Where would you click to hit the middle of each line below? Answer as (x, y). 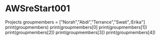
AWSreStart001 (38, 9)
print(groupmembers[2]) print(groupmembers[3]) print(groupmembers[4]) (80, 32)
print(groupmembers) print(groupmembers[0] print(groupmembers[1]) (76, 27)
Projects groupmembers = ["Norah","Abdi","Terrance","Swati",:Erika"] (75, 22)
